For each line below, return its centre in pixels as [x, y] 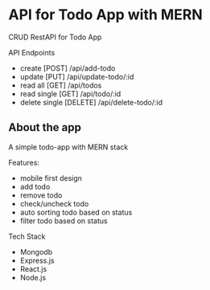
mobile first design [51, 178]
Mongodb [36, 251]
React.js [33, 269]
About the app [45, 127]
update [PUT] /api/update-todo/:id [77, 76]
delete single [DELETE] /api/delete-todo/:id [91, 102]
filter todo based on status [64, 221]
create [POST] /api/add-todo [68, 68]
